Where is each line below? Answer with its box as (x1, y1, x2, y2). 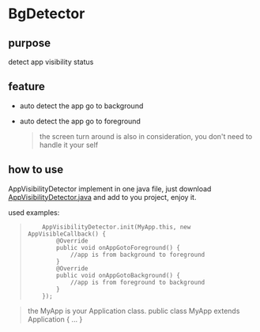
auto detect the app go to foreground (19, 116, 141, 126)
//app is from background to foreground (70, 251, 205, 258)
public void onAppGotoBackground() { (56, 271, 180, 279)
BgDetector (8, 5, 85, 23)
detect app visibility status (8, 57, 94, 66)
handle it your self (39, 140, 99, 149)
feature (8, 80, 46, 93)
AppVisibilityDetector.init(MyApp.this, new (42, 223, 191, 231)
